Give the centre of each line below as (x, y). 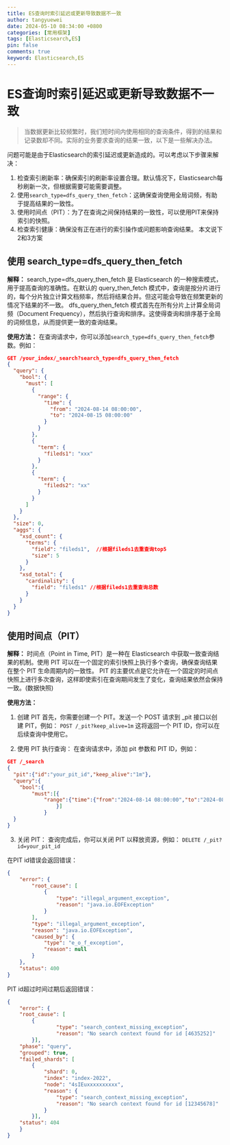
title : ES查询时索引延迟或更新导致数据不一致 (64, 13)
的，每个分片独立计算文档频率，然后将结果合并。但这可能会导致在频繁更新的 (115, 296)
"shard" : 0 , (61, 1072)
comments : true (29, 52)
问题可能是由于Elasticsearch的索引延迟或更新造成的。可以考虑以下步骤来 (110, 154)
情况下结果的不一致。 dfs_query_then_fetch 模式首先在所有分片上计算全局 (111, 305)
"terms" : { (41, 543)
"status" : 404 (39, 1123)
